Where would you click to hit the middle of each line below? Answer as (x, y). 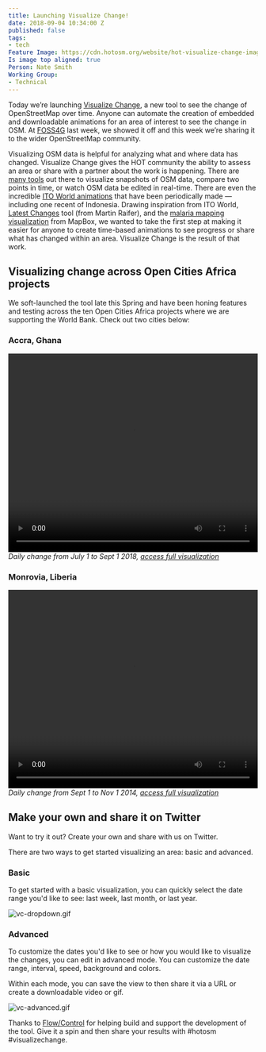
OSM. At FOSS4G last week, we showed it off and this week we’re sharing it (131, 130)
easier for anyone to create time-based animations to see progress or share (131, 229)
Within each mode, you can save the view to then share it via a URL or (122, 984)
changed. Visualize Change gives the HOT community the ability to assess (129, 162)
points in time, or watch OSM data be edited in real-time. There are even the (132, 187)
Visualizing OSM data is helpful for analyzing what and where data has (123, 154)
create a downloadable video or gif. (66, 992)
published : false (37, 30)
